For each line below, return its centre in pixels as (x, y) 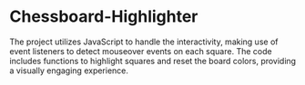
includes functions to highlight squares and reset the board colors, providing (153, 61)
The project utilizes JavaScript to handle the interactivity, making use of (144, 42)
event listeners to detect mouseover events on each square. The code (141, 51)
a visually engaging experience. (69, 71)
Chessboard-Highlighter (104, 17)
